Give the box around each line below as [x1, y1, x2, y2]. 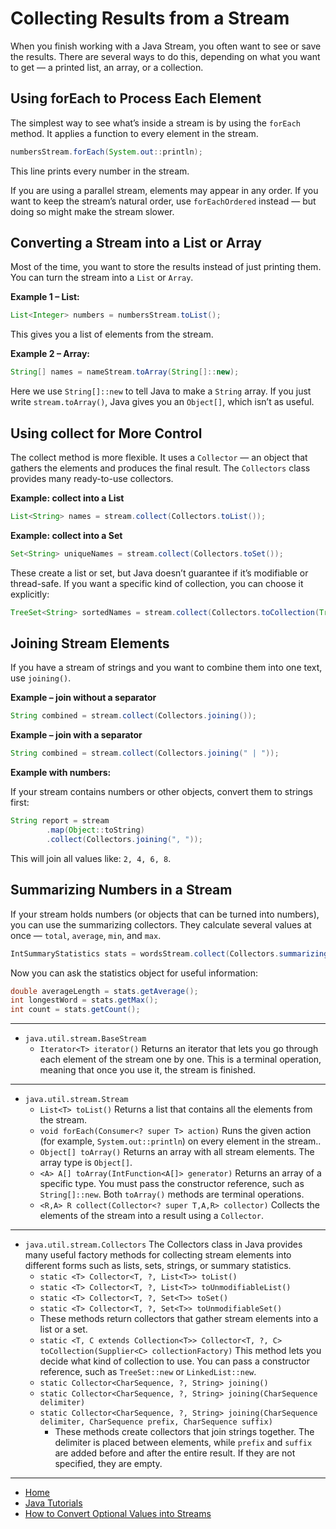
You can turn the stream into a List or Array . [10, 272, 194, 284]
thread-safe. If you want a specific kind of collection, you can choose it [10, 577, 304, 589]
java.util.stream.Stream [24, 1095, 129, 1105]
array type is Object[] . [39, 1157, 133, 1169]
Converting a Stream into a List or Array [10, 235, 262, 252]
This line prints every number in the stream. [10, 165, 190, 177]
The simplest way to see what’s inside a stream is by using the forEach [10, 117, 301, 129]
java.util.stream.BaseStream [24, 1034, 147, 1044]
